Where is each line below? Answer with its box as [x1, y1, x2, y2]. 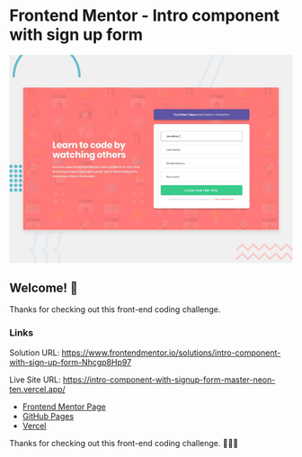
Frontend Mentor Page [22, 401, 106, 412]
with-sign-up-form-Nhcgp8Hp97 [9, 356, 132, 367]
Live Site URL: [9, 374, 61, 385]
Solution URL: [9, 347, 60, 358]
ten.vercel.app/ [9, 383, 66, 394]
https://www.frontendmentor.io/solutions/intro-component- [61, 347, 281, 358]
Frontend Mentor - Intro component [9, 5, 280, 26]
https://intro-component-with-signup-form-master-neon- [62, 374, 276, 385]
